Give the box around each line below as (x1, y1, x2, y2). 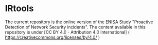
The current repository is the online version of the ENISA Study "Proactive (5, 19, 153, 25)
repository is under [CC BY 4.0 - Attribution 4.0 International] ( (5, 29, 130, 35)
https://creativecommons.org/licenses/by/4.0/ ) (5, 34, 100, 40)
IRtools (5, 3, 34, 14)
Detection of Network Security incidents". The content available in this (5, 24, 146, 30)
